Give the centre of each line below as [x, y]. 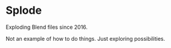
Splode [24, 10]
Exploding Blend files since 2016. [47, 27]
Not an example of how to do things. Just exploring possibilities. [85, 38]
